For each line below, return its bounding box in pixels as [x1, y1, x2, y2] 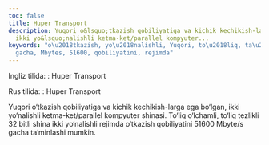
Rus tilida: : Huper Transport [8, 87, 102, 96]
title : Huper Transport [8, 19, 88, 27]
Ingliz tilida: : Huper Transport [8, 71, 106, 80]
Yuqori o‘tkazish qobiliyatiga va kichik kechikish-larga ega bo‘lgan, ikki [8, 102, 240, 111]
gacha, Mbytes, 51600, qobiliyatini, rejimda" [15, 49, 174, 57]
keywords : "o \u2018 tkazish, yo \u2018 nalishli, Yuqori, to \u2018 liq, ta [8, 42, 252, 50]
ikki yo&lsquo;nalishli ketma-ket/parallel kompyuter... [15, 34, 210, 42]
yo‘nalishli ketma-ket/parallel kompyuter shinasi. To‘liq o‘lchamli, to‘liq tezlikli [8, 111, 259, 120]
